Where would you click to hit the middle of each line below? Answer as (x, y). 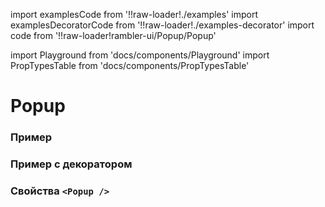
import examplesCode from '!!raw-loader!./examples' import (134, 14)
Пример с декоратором (71, 164)
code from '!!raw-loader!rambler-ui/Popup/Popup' (113, 35)
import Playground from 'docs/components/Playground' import (140, 55)
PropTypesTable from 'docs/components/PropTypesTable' (130, 65)
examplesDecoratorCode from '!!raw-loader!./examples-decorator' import (162, 25)
